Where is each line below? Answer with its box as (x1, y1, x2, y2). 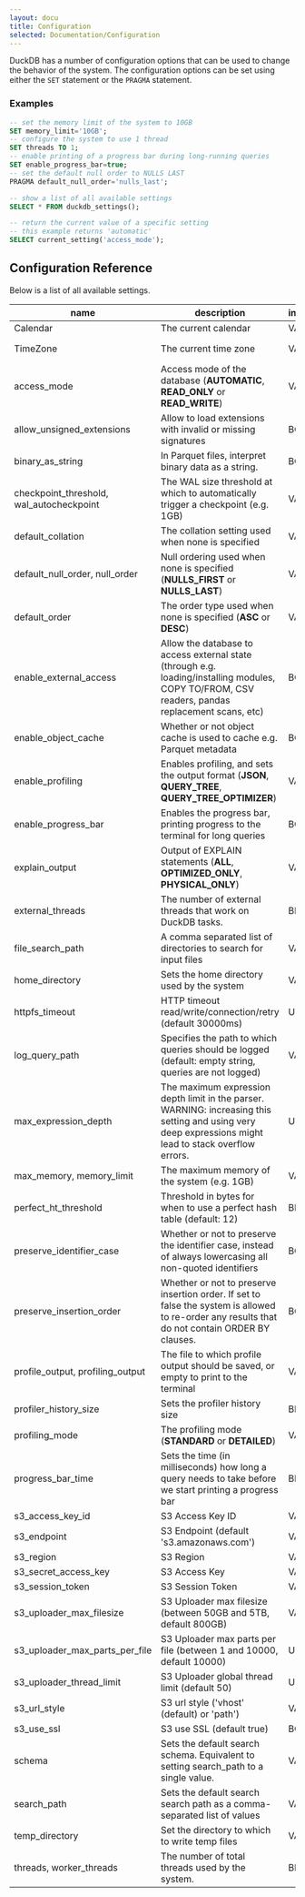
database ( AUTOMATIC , (160, 374, 265, 387)
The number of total (160, 1850, 246, 1862)
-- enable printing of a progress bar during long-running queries (9, 152, 271, 161)
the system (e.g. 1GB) (160, 1175, 254, 1188)
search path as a (160, 1797, 231, 1810)
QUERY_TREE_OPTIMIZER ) (160, 791, 277, 804)
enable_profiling (14, 775, 84, 787)
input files (160, 953, 203, 966)
